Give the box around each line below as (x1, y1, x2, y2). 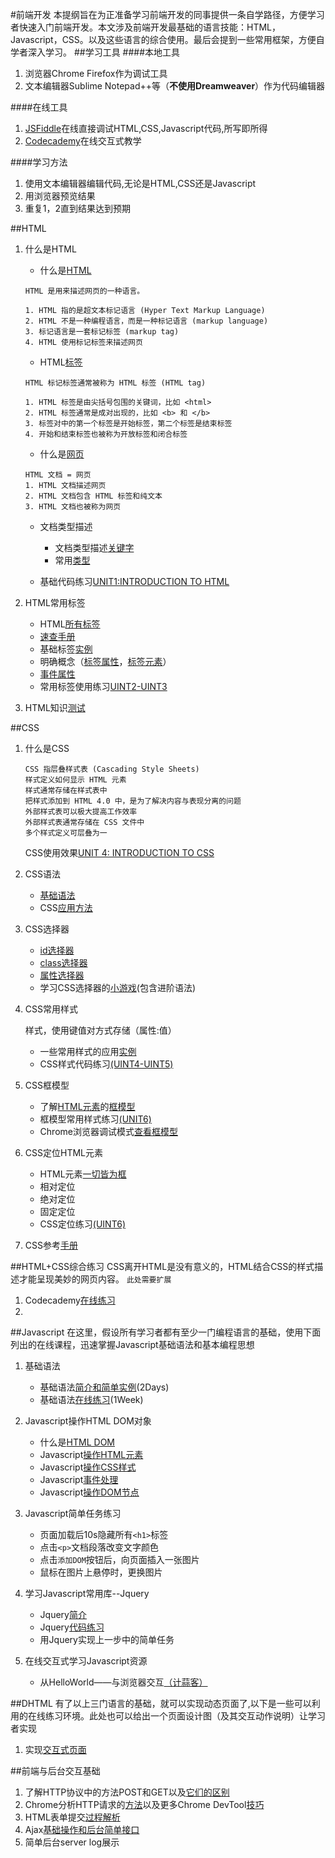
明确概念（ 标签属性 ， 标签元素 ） (39, 656, 172, 667)
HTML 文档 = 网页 (24, 470, 92, 480)
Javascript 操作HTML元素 (39, 1449, 144, 1460)
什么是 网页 (39, 448, 85, 460)
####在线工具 (10, 101, 68, 113)
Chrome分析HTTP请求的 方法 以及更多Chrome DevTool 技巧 (24, 1799, 265, 1810)
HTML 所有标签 (39, 618, 101, 630)
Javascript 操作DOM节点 (39, 1486, 140, 1498)
